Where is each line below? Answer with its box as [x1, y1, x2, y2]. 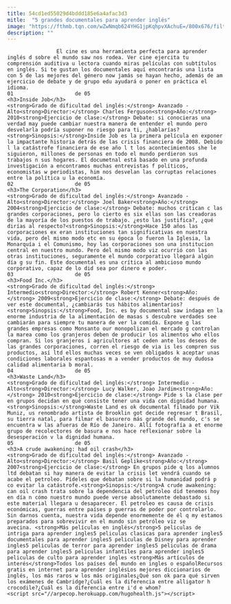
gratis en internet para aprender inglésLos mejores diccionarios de [7, 566, 211, 574]
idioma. [7, 84, 30, 92]
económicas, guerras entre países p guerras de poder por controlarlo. [7, 506, 217, 513]
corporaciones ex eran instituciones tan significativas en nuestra [7, 229, 208, 236]
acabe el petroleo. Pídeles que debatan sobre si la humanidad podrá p [7, 476, 217, 483]
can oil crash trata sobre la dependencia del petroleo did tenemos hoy [7, 488, 220, 495]
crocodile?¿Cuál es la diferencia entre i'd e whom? [7, 585, 162, 592]
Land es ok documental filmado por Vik [105, 404, 220, 410]
